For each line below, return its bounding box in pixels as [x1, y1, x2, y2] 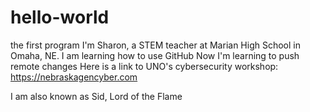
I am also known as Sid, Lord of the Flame [10, 90, 183, 102]
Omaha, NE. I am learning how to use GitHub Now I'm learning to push [10, 49, 300, 61]
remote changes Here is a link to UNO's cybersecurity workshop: [10, 60, 279, 72]
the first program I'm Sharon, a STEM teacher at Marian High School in [10, 39, 301, 51]
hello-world [10, 6, 110, 29]
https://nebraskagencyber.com [10, 71, 138, 83]
